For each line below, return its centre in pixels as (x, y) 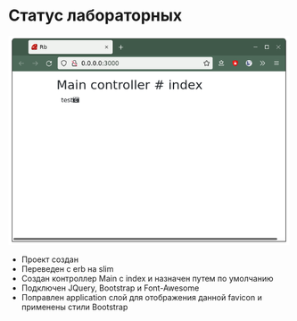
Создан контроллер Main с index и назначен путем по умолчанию (147, 278)
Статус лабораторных (95, 16)
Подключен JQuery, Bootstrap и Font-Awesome (110, 288)
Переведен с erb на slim (67, 268)
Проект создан (50, 259)
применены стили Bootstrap (74, 307)
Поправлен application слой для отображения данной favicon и (141, 297)
